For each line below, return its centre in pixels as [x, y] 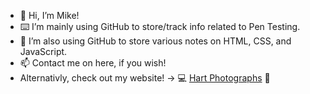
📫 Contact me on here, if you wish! [93, 63]
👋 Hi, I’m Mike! [49, 15]
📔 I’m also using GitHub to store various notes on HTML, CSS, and [155, 41]
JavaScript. [43, 51]
